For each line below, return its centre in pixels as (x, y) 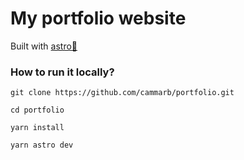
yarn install (37, 128)
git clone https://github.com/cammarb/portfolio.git (122, 93)
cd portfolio (37, 110)
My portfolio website (98, 18)
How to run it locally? (62, 72)
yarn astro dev (42, 145)
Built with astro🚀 (44, 46)
